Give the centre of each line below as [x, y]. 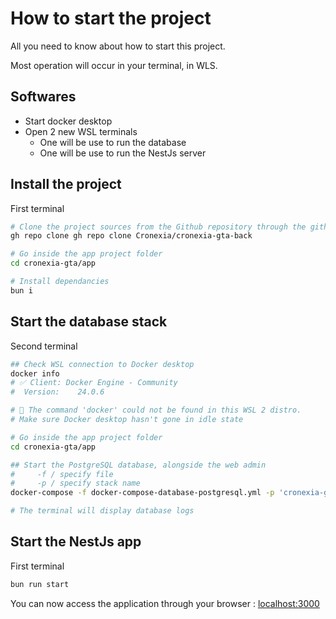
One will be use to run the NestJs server [123, 153]
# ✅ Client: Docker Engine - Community [94, 383]
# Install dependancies [60, 282]
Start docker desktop [68, 121]
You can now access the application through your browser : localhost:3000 [165, 603]
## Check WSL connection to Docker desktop [102, 364]
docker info [35, 373]
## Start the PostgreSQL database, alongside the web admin [138, 465]
